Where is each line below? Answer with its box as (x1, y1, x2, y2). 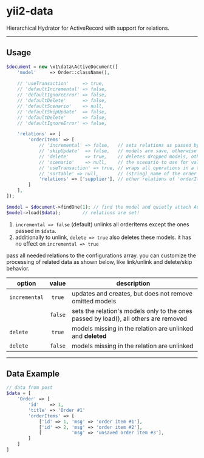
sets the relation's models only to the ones (72, 306, 192, 315)
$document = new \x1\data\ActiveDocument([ (6, 64, 118, 70)
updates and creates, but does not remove (72, 289, 193, 298)
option (17, 279, 36, 288)
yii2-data (6, 4, 53, 18)
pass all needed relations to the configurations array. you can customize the (6, 252, 196, 259)
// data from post (6, 385, 53, 391)
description (116, 279, 151, 288)
